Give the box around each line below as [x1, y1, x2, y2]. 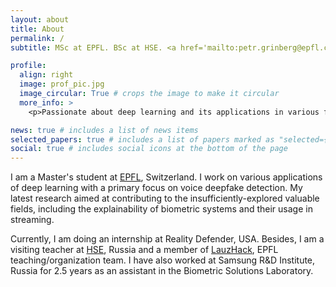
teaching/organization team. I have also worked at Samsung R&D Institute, [10, 254, 316, 266]
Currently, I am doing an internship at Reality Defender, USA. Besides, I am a [10, 233, 325, 245]
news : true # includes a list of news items [10, 125, 199, 135]
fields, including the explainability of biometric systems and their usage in [10, 203, 313, 215]
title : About [10, 24, 65, 34]
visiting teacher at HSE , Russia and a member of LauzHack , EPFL [10, 244, 279, 256]
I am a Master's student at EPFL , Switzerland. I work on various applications [10, 171, 323, 183]
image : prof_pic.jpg [19, 79, 105, 90]
